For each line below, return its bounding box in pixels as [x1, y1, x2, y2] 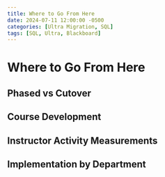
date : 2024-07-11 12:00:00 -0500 [7, 17, 104, 24]
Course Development [7, 111, 102, 123]
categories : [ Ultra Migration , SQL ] [7, 23, 113, 30]
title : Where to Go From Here [7, 10, 95, 17]
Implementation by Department [7, 158, 146, 170]
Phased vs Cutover [7, 87, 92, 99]
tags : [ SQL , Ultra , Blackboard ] [7, 29, 101, 37]
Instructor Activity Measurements [7, 134, 158, 146]
